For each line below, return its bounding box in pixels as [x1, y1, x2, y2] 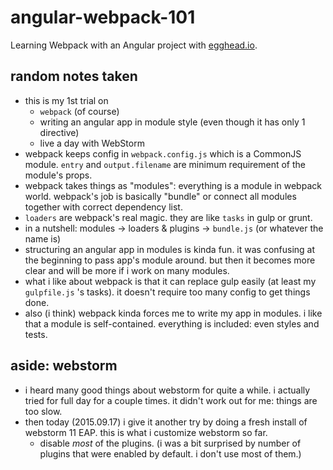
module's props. [24, 169, 93, 181]
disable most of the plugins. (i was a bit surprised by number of [39, 437, 302, 449]
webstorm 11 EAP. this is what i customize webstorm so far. [24, 426, 268, 438]
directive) [39, 126, 80, 138]
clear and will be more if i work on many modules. [24, 264, 230, 276]
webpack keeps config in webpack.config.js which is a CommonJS [24, 147, 302, 160]
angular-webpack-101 [10, 6, 196, 29]
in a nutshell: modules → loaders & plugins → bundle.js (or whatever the [24, 222, 324, 234]
